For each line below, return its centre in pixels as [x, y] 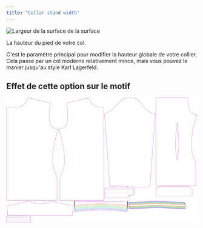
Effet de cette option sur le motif [68, 86]
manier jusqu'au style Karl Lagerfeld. [52, 67]
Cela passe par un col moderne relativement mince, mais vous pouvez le [97, 61]
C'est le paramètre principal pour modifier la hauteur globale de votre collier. [102, 54]
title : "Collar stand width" [43, 13]
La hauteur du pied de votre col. [46, 42]
